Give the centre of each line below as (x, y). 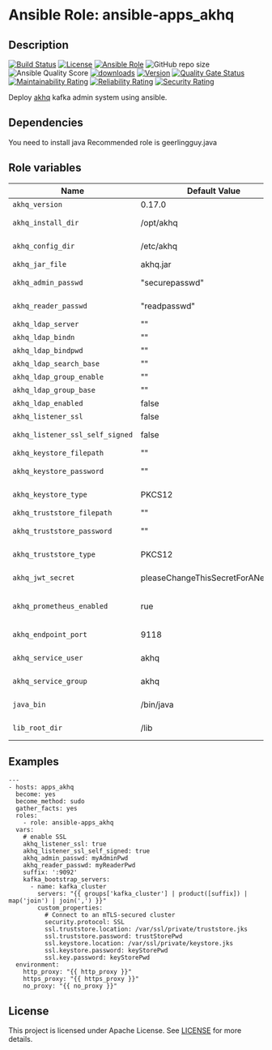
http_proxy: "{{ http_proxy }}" (77, 972)
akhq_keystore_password (58, 471)
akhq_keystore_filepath (58, 453)
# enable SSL (45, 837)
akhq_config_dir (44, 246)
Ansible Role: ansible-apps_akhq (121, 15)
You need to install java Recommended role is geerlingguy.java (113, 142)
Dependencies (46, 123)
